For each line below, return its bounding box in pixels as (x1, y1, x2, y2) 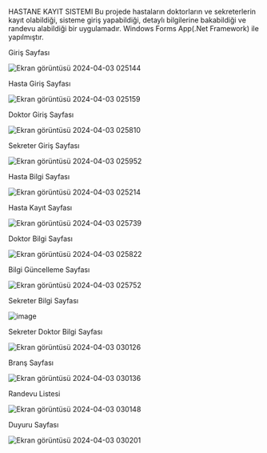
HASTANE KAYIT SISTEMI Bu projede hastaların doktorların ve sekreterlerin (8, 7, 257, 16)
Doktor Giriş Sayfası (8, 110, 74, 119)
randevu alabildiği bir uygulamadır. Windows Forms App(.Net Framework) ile (8, 24, 260, 33)
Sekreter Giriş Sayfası (8, 141, 80, 150)
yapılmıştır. (8, 32, 44, 42)
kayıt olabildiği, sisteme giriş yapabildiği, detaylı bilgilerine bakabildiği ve (8, 15, 246, 25)
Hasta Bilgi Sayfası (8, 172, 70, 181)
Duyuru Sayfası (8, 420, 59, 429)
